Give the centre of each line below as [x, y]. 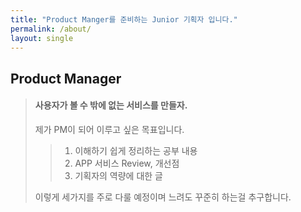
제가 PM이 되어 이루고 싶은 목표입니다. [109, 129]
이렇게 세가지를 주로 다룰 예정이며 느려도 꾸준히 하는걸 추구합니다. [163, 197]
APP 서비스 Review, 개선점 [127, 163]
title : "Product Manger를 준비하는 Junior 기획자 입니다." [124, 19]
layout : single [42, 38]
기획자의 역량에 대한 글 [119, 175]
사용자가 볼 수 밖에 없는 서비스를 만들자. [111, 105]
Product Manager [66, 78]
